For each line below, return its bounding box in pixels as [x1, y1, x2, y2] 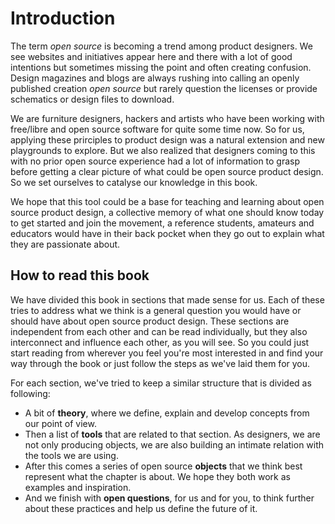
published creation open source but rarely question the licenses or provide [10, 82, 318, 94]
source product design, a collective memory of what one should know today [10, 206, 325, 218]
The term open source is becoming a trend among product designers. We [10, 40, 313, 52]
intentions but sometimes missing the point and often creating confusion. [10, 61, 312, 73]
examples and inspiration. [24, 481, 132, 493]
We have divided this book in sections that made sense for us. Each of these [10, 293, 325, 306]
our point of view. [24, 417, 97, 429]
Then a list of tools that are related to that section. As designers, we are [24, 428, 321, 440]
